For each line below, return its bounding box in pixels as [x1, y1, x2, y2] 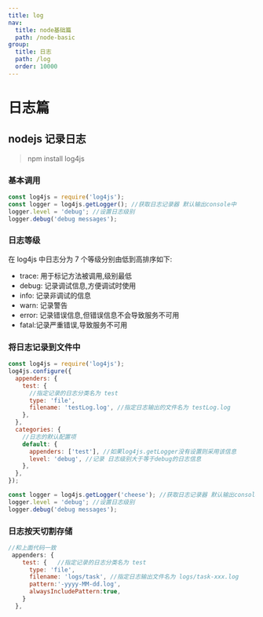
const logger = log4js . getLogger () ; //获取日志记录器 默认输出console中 [8, 200, 237, 208]
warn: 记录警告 [19, 300, 68, 310]
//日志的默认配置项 [22, 433, 77, 440]
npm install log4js [27, 154, 85, 163]
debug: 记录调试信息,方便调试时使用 [19, 280, 136, 290]
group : [8, 41, 30, 49]
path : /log [15, 56, 51, 64]
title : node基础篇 [15, 26, 72, 34]
